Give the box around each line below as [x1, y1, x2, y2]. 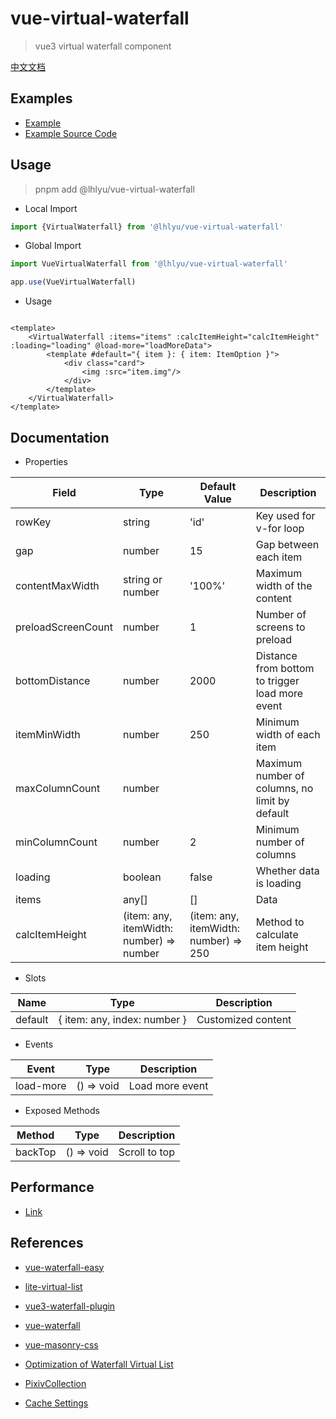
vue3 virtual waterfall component [34, 40, 172, 52]
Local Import [24, 202, 78, 214]
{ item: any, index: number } [58, 1013, 187, 1026]
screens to [255, 620, 306, 634]
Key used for [255, 509, 316, 522]
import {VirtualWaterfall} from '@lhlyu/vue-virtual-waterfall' [10, 222, 284, 232]
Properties [24, 456, 68, 467]
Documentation [10, 429, 110, 446]
